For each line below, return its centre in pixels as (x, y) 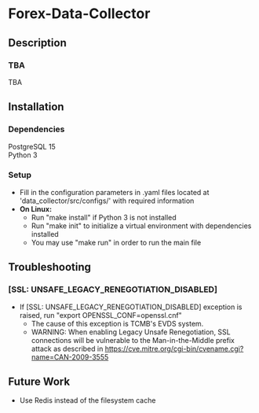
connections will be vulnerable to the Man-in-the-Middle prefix (133, 340)
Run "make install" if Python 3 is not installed (104, 217)
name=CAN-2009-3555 (70, 357)
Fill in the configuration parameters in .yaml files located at (114, 192)
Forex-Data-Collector (79, 14)
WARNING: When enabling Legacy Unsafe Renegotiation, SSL (131, 332)
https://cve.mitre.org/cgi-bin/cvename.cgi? (174, 348)
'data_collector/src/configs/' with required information (107, 201)
